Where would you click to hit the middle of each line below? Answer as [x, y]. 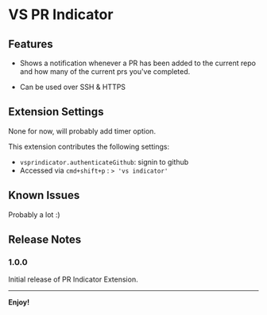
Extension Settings [56, 112]
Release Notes [45, 240]
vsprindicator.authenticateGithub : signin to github [104, 161]
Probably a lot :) [35, 214]
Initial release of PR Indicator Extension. [73, 279]
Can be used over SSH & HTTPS [72, 87]
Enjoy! [19, 302]
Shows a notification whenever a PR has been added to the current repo [138, 63]
